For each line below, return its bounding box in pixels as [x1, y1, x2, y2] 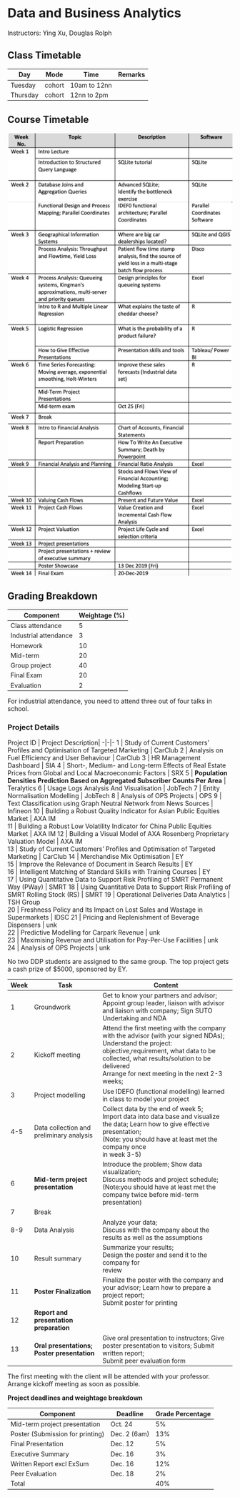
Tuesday [10, 81, 36, 89]
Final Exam [10, 671, 43, 680]
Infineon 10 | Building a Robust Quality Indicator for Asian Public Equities [7, 807, 220, 815]
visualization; [102, 1168, 141, 1176]
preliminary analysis [34, 1131, 93, 1140]
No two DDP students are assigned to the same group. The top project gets [7, 958, 229, 966]
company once [102, 1142, 146, 1151]
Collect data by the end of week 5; [102, 1104, 204, 1113]
